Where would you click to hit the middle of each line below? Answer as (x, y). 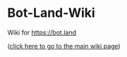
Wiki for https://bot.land (42, 32)
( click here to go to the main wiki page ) (64, 46)
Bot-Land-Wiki (51, 13)
